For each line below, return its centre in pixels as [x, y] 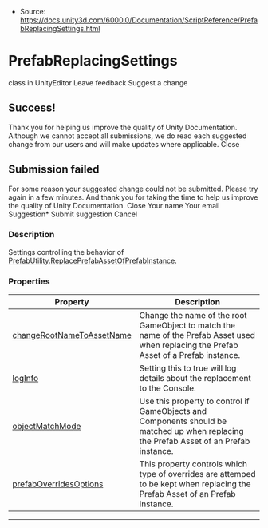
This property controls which [193, 464]
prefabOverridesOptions [58, 484]
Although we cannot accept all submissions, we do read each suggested [128, 136]
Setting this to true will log [188, 368]
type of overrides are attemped [197, 474]
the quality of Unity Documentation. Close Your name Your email [114, 205]
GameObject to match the [187, 325]
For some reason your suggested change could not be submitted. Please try [133, 189]
